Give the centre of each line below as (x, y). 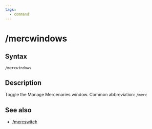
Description (23, 83)
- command (19, 14)
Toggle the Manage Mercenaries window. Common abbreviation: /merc (76, 95)
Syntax (16, 57)
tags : (11, 10)
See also (18, 110)
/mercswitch (25, 122)
